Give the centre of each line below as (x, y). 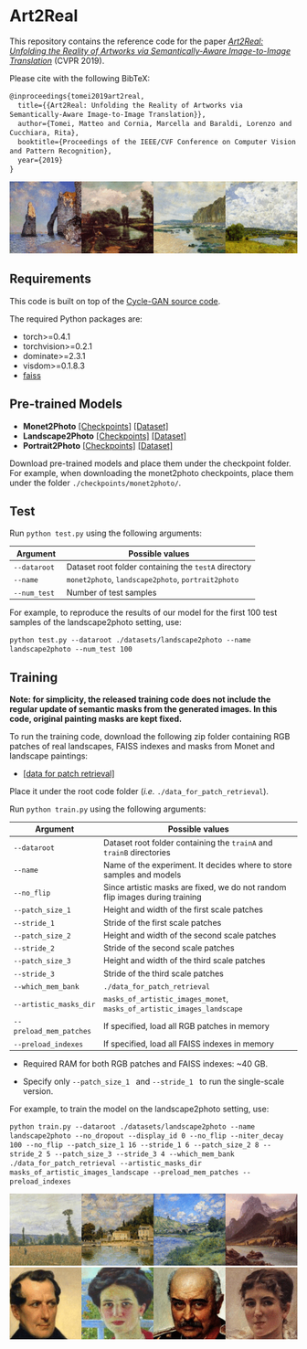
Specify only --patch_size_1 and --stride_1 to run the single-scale (153, 1082)
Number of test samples (111, 592)
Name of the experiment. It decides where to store (198, 865)
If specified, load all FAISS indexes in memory (189, 1044)
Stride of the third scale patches (164, 973)
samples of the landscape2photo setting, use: (96, 622)
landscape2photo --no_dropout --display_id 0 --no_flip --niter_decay (147, 1136)
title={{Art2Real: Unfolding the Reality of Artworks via (131, 105)
